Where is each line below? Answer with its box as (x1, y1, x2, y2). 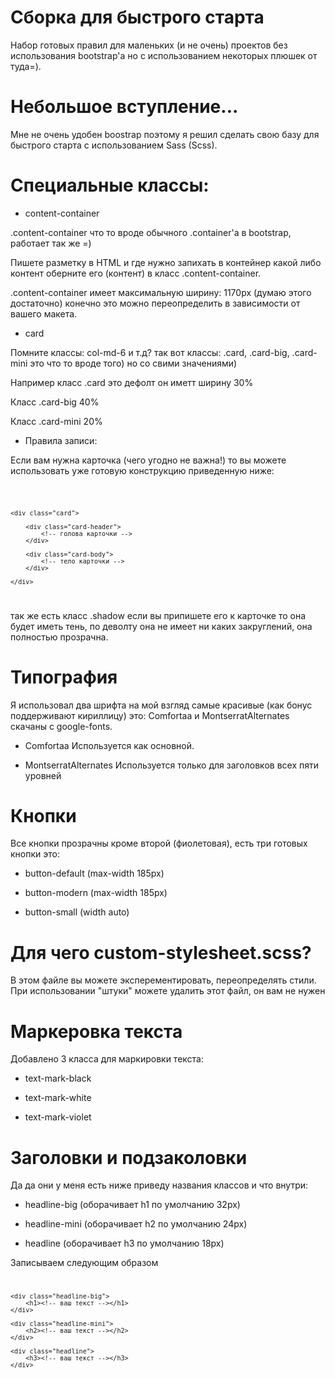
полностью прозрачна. (10, 631, 109, 643)
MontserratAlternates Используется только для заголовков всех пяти (24, 759, 319, 771)
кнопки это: (10, 848, 60, 860)
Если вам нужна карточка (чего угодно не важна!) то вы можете (10, 454, 287, 466)
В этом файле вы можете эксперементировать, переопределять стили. (10, 974, 317, 986)
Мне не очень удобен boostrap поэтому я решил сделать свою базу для (10, 128, 320, 140)
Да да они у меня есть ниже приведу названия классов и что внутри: (10, 1179, 309, 1191)
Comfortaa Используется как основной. (24, 739, 195, 751)
